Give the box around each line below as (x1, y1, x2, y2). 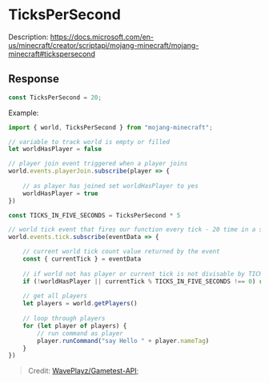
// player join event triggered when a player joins (8, 160, 188, 168)
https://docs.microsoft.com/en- (50, 32, 155, 42)
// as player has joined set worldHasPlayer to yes (22, 182, 199, 190)
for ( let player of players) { (22, 321, 127, 329)
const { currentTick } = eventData (22, 255, 142, 263)
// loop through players (22, 314, 106, 322)
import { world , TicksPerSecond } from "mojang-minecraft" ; (8, 123, 214, 131)
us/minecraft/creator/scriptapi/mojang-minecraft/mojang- (8, 40, 199, 50)
